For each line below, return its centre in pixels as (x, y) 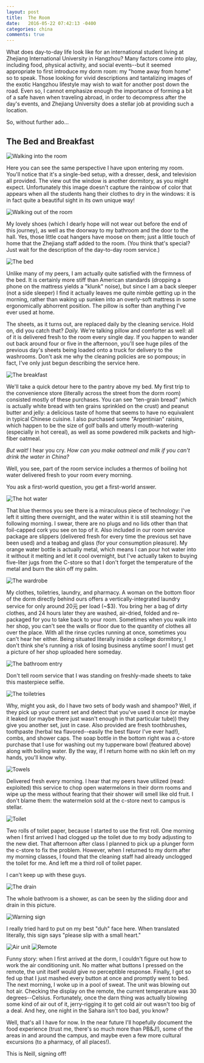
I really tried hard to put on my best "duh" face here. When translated (93, 928)
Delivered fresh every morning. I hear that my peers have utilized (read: (96, 781)
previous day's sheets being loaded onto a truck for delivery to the (90, 350)
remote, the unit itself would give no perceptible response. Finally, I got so (99, 972)
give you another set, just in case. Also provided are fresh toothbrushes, (97, 725)
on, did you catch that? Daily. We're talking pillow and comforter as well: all (100, 331)
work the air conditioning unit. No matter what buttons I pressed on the (95, 965)
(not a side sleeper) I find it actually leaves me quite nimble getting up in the (101, 293)
